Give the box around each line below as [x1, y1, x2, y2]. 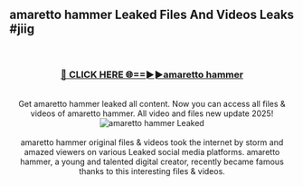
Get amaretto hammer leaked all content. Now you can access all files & [17, 99, 287, 110]
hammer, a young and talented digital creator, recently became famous [19, 156, 285, 167]
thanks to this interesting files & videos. [78, 166, 226, 177]
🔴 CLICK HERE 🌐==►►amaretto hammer [60, 68, 244, 81]
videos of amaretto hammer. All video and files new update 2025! [30, 108, 274, 119]
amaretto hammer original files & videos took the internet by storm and [20, 137, 284, 148]
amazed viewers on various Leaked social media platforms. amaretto [24, 147, 280, 158]
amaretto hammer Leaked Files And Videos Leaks [9, 7, 295, 23]
